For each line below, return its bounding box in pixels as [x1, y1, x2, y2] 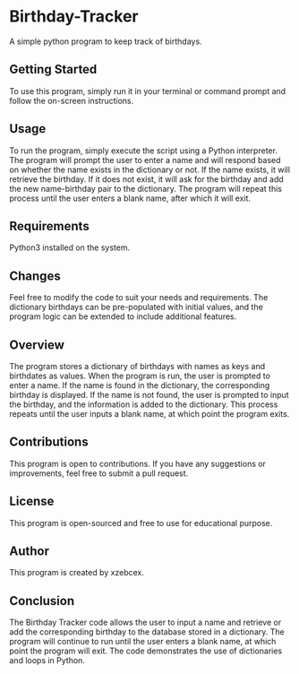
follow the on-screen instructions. [9, 95, 134, 106]
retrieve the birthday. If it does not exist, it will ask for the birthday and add [9, 173, 284, 185]
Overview [9, 337, 65, 352]
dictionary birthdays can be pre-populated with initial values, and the [9, 302, 264, 313]
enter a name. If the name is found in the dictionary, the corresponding [9, 380, 270, 391]
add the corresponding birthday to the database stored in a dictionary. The [9, 626, 285, 637]
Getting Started [9, 62, 98, 77]
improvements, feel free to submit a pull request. [9, 468, 189, 479]
